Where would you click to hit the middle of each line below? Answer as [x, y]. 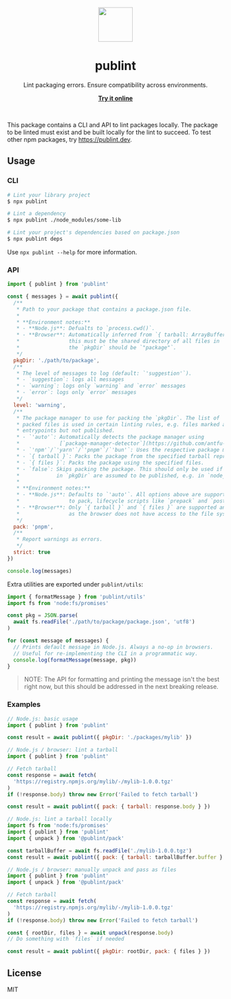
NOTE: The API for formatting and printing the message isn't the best [122, 679]
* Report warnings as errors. [59, 540]
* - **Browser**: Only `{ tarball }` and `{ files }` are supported [116, 507]
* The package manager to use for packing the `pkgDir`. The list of [118, 418]
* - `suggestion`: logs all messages [70, 380]
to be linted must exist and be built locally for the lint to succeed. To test [109, 132]
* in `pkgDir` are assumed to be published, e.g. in [110, 475]
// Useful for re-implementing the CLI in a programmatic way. [106, 653]
